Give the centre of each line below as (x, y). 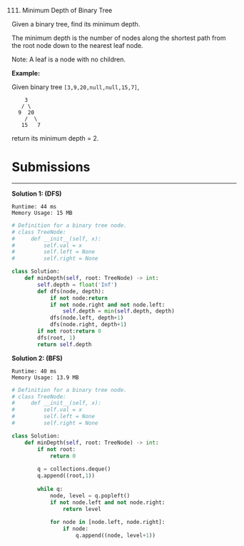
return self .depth (65, 344)
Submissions (51, 167)
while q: (50, 489)
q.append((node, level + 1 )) (116, 536)
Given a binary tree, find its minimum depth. (76, 24)
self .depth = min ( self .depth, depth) (119, 311)
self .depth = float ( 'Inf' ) (77, 285)
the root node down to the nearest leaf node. (77, 45)
